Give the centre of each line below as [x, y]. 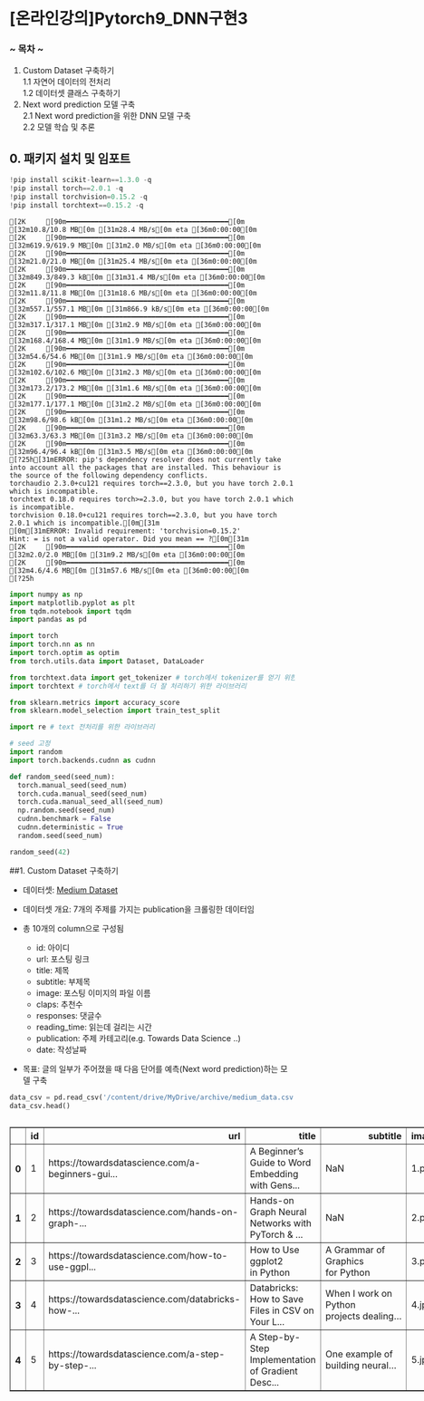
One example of [359, 1354]
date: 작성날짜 [62, 1049]
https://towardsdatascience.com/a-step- [137, 1354]
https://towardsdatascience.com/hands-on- [143, 1213]
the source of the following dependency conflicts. [109, 475]
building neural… [361, 1366]
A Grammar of [356, 1250]
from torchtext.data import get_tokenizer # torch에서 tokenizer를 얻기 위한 [153, 677]
